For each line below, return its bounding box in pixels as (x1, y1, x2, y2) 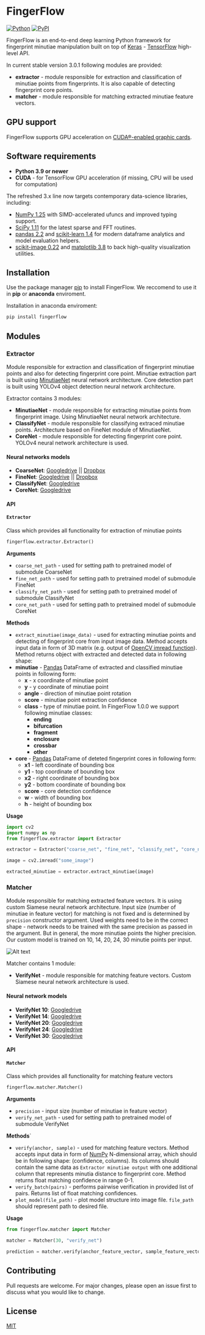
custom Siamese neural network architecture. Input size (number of (6, 903, 176, 911)
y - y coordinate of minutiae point (24, 683, 109, 690)
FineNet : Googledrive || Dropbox (15, 473, 98, 481)
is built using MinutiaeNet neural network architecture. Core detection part (6, 376, 193, 384)
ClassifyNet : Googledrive (15, 480, 81, 487)
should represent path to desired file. (15, 1203, 109, 1210)
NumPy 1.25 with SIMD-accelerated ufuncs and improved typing (15, 210, 177, 218)
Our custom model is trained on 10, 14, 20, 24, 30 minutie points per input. (6, 936, 192, 943)
